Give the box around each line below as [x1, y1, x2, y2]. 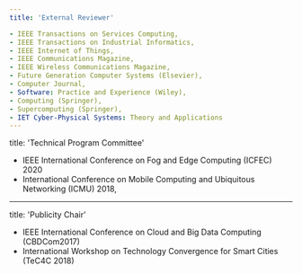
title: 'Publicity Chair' [9, 209, 87, 220]
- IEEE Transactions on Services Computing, [9, 29, 179, 39]
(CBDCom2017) [22, 236, 81, 247]
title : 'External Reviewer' [9, 13, 115, 22]
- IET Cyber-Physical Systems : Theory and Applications [9, 113, 223, 122]
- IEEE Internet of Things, [9, 46, 115, 55]
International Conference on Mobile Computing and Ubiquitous [22, 174, 255, 185]
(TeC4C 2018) [22, 255, 75, 266]
